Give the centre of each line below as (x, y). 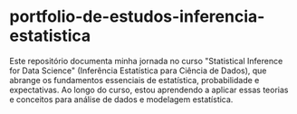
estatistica (50, 36)
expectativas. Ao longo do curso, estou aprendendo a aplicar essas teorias (149, 90)
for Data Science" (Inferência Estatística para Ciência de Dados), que (138, 71)
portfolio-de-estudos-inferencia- (137, 17)
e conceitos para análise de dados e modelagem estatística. (121, 99)
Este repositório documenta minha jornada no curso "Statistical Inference (146, 61)
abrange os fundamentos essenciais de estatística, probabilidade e (134, 80)
